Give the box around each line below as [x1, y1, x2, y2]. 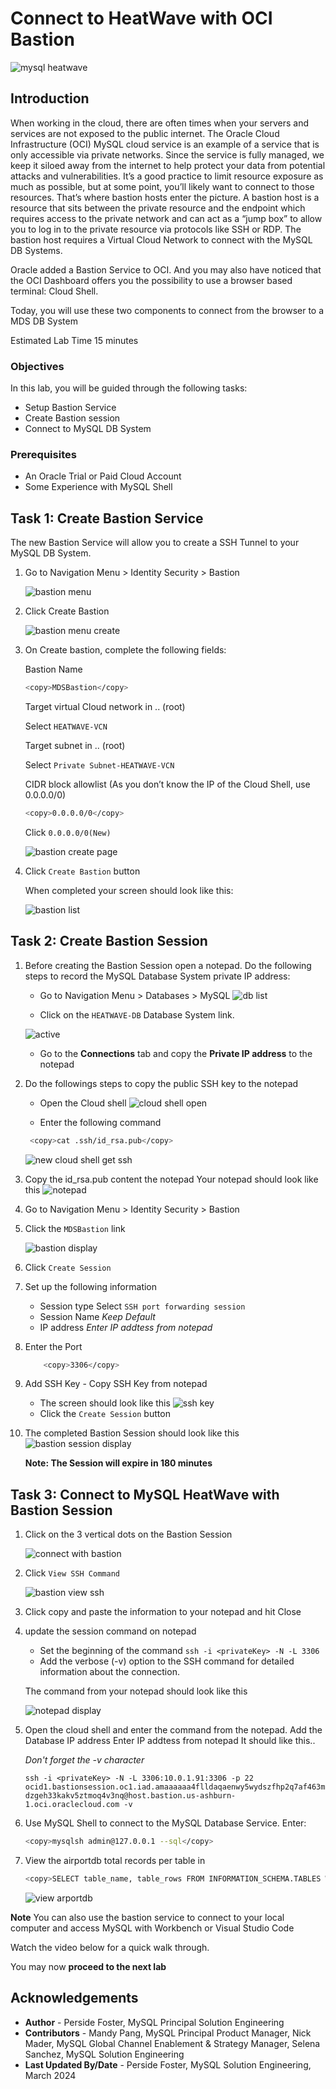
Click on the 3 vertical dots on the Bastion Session [24, 1528, 233, 1541]
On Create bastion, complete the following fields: [24, 644, 227, 656]
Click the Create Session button [39, 1408, 171, 1420]
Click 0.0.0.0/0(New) [24, 826, 112, 838]
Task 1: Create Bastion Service [10, 510, 204, 527]
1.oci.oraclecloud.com [24, 1800, 120, 1810]
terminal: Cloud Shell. [10, 285, 99, 297]
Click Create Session [24, 1261, 112, 1273]
